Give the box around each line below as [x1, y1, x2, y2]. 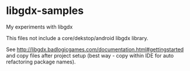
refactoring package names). [6, 58, 76, 65]
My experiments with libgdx [6, 23, 73, 30]
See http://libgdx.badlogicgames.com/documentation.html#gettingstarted [6, 45, 184, 53]
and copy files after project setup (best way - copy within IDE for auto [6, 52, 174, 59]
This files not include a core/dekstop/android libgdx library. [6, 34, 148, 41]
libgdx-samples [6, 4, 84, 17]
